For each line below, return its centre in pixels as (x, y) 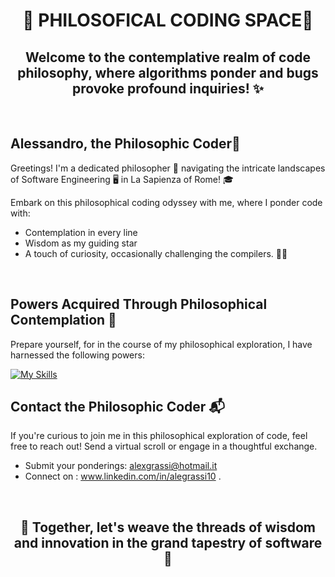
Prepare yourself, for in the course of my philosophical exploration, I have (161, 344)
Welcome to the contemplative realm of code (168, 57)
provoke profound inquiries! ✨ (168, 88)
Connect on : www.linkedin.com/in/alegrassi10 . (123, 476)
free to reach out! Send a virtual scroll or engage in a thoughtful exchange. (164, 446)
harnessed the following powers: (77, 355)
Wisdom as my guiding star (81, 243)
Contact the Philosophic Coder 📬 (117, 407)
